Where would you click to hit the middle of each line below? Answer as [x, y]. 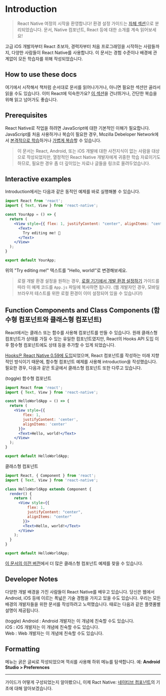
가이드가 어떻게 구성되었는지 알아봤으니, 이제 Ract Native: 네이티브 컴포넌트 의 [80, 682]
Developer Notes [32, 579]
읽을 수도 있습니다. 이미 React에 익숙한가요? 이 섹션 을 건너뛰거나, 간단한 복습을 [81, 93]
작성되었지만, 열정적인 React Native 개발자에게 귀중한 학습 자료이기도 [93, 157]
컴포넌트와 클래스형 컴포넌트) [60, 320]
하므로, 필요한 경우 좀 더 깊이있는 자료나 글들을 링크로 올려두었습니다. [84, 163]
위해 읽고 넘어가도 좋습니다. [32, 99]
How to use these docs [41, 75]
